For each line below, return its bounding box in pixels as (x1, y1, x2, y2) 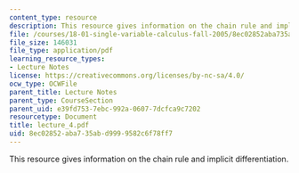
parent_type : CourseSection (9, 95, 114, 105)
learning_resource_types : (9, 54, 105, 63)
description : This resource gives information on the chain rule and (9, 21, 273, 30)
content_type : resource (9, 12, 98, 22)
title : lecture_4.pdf (9, 121, 90, 130)
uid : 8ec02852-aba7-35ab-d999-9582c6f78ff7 (9, 129, 174, 138)
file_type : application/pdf (9, 46, 114, 55)
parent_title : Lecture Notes (9, 87, 117, 96)
